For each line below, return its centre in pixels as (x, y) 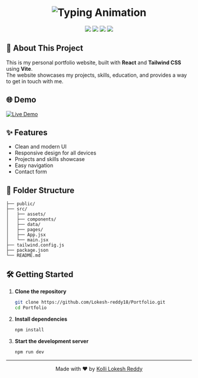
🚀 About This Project (45, 48)
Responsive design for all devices (55, 153)
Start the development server (52, 341)
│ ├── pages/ (25, 230)
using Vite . (19, 68)
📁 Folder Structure (40, 190)
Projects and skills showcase (50, 159)
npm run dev (29, 352)
